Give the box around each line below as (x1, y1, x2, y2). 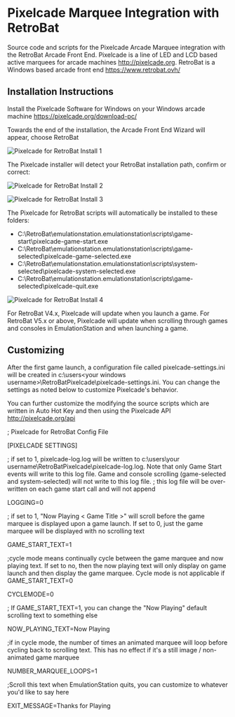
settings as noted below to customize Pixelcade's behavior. (7, 385, 179, 394)
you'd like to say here (7, 688, 69, 696)
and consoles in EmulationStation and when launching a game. (7, 324, 189, 332)
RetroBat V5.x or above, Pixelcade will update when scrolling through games (7, 316, 228, 324)
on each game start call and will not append (29, 485, 156, 493)
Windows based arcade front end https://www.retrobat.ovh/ (7, 65, 181, 74)
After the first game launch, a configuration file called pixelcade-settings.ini (7, 363, 226, 371)
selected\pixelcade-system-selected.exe (17, 267, 136, 275)
